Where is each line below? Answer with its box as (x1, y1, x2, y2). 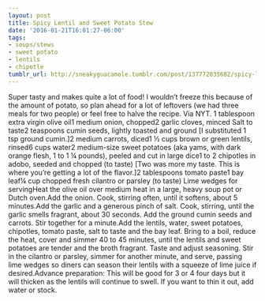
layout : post (8, 11, 51, 20)
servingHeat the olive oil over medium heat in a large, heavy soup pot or (8, 184, 243, 194)
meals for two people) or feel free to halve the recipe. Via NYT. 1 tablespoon (8, 108, 255, 119)
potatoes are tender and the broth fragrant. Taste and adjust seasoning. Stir (8, 243, 254, 253)
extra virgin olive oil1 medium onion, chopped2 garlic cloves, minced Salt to (8, 117, 253, 126)
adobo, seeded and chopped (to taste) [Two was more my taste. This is (8, 159, 241, 168)
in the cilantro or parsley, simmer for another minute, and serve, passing (8, 251, 243, 261)
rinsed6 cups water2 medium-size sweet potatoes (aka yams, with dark (8, 142, 241, 152)
